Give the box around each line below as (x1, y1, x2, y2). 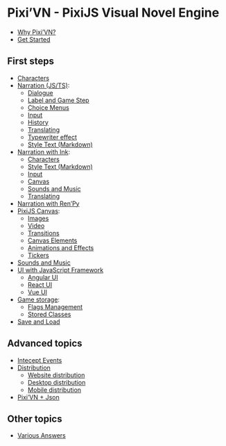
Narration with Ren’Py (17, 199, 80, 208)
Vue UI (27, 288, 47, 296)
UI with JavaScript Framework (17, 265, 104, 274)
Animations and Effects (27, 243, 94, 251)
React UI (27, 280, 53, 289)
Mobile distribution (27, 386, 82, 394)
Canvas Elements (27, 236, 78, 245)
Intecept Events (17, 356, 62, 364)
